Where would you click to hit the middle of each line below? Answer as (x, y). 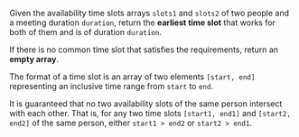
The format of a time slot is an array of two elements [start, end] (132, 77)
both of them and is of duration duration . (86, 32)
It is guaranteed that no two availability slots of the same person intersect (146, 104)
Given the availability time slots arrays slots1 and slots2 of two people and (149, 13)
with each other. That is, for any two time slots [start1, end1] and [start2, (150, 113)
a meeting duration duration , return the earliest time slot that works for (142, 23)
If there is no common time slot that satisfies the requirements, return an (144, 50)
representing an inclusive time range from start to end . (112, 86)
